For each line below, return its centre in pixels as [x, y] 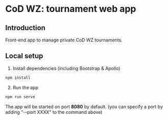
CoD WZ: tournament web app [71, 9]
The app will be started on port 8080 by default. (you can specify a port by [84, 106]
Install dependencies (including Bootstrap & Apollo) [66, 68]
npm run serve [20, 97]
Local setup [24, 56]
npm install [18, 78]
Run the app [25, 87]
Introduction [25, 28]
